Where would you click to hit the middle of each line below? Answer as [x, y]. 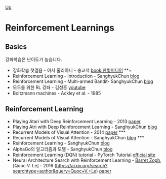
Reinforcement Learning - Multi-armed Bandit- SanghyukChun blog [83, 81]
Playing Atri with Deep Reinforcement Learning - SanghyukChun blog [85, 127]
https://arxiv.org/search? [82, 165]
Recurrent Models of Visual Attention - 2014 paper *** [69, 132]
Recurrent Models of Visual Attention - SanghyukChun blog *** [78, 137]
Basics [16, 47]
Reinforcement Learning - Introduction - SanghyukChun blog [76, 76]
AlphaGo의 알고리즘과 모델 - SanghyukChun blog [63, 149]
